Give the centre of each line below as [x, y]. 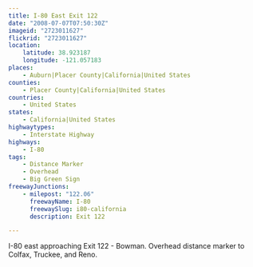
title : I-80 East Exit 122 [53, 16]
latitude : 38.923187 [57, 53]
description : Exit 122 [67, 217]
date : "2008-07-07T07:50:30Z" [59, 23]
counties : [25, 82]
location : [25, 46]
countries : [26, 98]
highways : [25, 142]
